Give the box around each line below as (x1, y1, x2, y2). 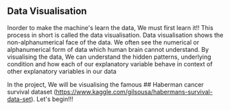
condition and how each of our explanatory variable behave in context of (7, 59, 213, 68)
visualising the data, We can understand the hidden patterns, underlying (7, 53, 211, 61)
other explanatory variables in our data (7, 67, 117, 75)
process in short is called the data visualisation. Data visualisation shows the (7, 31, 224, 39)
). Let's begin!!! (30, 95, 73, 103)
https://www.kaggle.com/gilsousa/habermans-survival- (56, 87, 213, 96)
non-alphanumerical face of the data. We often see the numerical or (7, 38, 200, 46)
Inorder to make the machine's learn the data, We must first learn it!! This (7, 23, 214, 31)
